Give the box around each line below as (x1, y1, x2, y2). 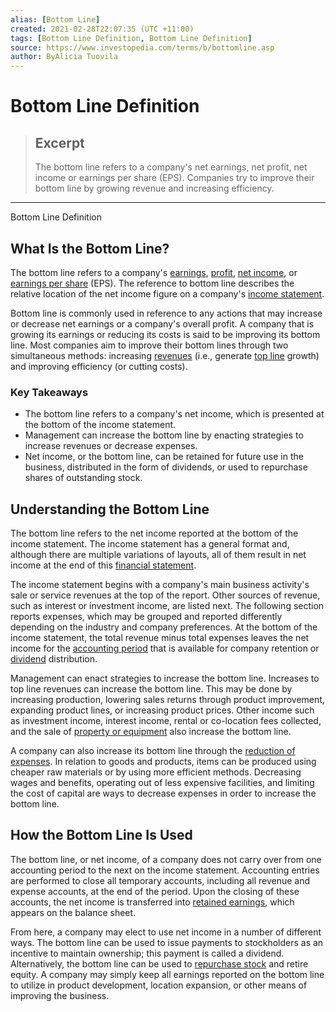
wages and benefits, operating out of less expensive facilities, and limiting (10, 777, 315, 789)
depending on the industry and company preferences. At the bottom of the (10, 621, 318, 633)
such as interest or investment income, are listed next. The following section (10, 600, 325, 612)
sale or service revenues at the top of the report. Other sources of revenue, (10, 589, 321, 601)
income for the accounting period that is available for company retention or (10, 642, 320, 655)
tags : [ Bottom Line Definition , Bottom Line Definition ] (10, 33, 253, 43)
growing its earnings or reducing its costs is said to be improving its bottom (10, 328, 321, 340)
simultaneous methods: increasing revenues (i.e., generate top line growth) (10, 349, 320, 361)
